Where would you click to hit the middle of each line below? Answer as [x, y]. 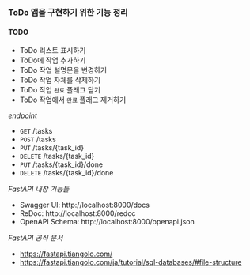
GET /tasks [36, 131]
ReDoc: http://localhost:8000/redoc [78, 213]
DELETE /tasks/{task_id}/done [66, 173]
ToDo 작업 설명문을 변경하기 [63, 70]
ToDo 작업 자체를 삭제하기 [60, 80]
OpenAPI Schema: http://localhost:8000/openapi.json [107, 222]
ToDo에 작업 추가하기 [53, 60]
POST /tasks [38, 139]
